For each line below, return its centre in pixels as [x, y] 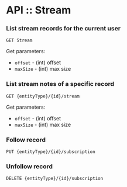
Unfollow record [30, 166]
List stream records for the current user [63, 29]
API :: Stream [39, 10]
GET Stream [19, 41]
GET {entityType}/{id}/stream [43, 96]
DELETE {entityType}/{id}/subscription [55, 179]
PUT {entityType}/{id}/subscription [51, 152]
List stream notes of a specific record [60, 84]
